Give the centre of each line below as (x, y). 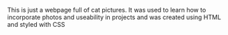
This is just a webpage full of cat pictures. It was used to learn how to (107, 10)
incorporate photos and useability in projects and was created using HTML (114, 17)
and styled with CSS (36, 24)
